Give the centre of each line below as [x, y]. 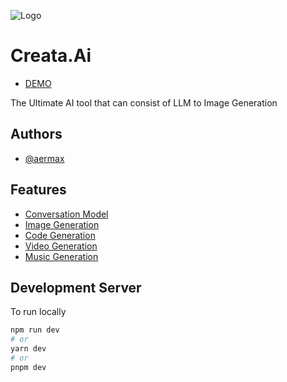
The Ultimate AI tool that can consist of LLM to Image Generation [144, 102]
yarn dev [28, 349]
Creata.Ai [51, 56]
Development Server [76, 287]
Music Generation [61, 256]
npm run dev [35, 330]
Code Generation [60, 235]
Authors [36, 134]
